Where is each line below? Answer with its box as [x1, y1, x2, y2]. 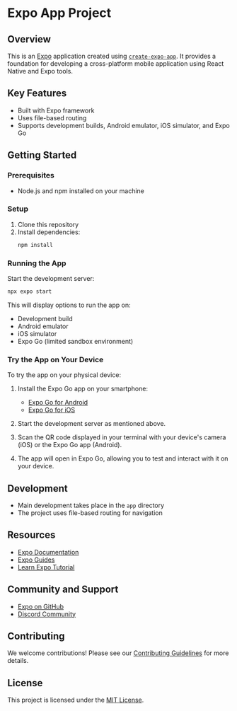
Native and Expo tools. [7, 67, 73, 75]
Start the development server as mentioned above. [17, 420, 166, 428]
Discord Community [17, 610, 76, 618]
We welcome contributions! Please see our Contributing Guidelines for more [7, 649, 229, 657]
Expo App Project [7, 5, 112, 21]
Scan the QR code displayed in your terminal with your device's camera [17, 433, 226, 441]
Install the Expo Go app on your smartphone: [17, 384, 149, 393]
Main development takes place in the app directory [17, 501, 165, 509]
